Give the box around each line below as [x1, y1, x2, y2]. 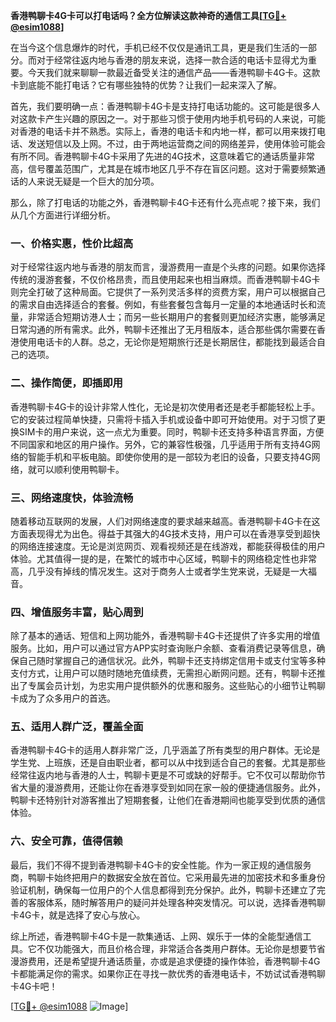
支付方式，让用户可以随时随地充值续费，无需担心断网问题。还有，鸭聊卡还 [10, 667, 317, 679]
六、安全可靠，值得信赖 [10, 834, 123, 848]
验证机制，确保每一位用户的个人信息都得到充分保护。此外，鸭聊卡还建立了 [10, 884, 317, 896]
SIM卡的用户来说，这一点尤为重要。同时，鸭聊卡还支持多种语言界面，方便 [18, 425, 325, 438]
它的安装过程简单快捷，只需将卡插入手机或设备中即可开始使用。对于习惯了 [10, 413, 317, 425]
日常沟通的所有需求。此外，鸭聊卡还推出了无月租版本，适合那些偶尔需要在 [10, 324, 317, 336]
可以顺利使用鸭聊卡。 [36, 463, 125, 475]
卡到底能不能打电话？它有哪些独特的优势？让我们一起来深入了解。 [10, 79, 282, 91]
